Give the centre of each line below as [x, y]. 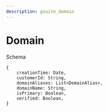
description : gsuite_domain [40, 11]
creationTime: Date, [41, 73]
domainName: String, [41, 88]
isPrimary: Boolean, [41, 93]
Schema [16, 57]
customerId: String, [41, 78]
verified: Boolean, [40, 98]
